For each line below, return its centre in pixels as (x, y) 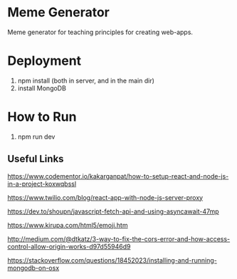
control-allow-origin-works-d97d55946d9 (69, 246)
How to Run (42, 117)
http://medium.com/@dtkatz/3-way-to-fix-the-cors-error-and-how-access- (119, 238)
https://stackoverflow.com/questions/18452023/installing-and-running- (112, 260)
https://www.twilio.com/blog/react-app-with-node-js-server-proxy (105, 197)
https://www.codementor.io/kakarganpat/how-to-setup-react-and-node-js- (118, 176)
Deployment (44, 61)
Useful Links (36, 159)
